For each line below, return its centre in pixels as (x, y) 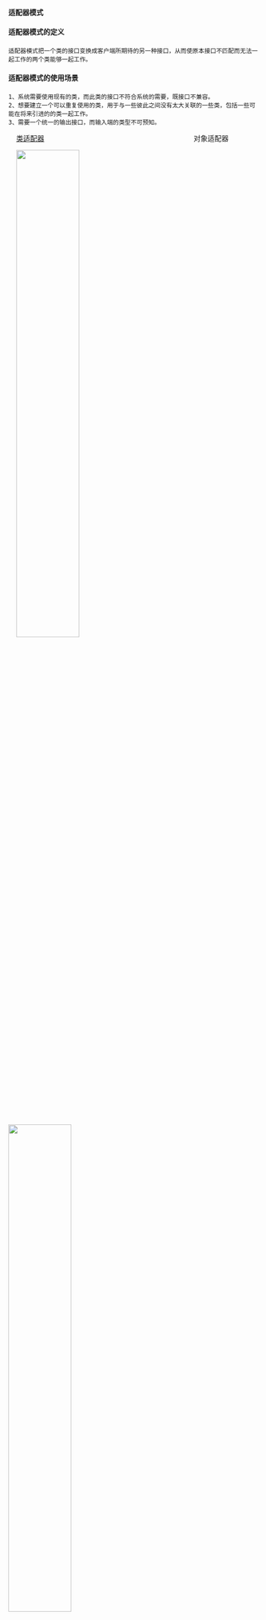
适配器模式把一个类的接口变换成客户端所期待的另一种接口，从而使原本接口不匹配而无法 (130, 51)
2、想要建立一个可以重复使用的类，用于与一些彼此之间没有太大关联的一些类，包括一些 (129, 106)
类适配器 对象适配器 (122, 138)
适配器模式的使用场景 (43, 78)
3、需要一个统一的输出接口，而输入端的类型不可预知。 (85, 122)
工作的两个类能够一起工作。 (53, 59)
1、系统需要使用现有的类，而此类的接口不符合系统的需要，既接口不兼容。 (111, 97)
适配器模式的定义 (36, 32)
